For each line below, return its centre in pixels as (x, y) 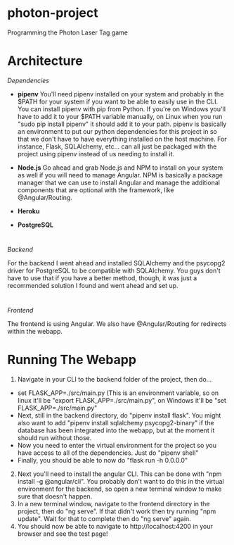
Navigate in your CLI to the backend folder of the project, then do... (115, 380)
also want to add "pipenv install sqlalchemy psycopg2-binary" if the (116, 423)
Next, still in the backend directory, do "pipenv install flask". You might (119, 415)
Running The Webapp (72, 360)
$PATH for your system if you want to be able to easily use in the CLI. (118, 101)
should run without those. (54, 438)
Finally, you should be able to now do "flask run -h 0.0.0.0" (103, 461)
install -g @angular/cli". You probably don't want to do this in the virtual (121, 482)
